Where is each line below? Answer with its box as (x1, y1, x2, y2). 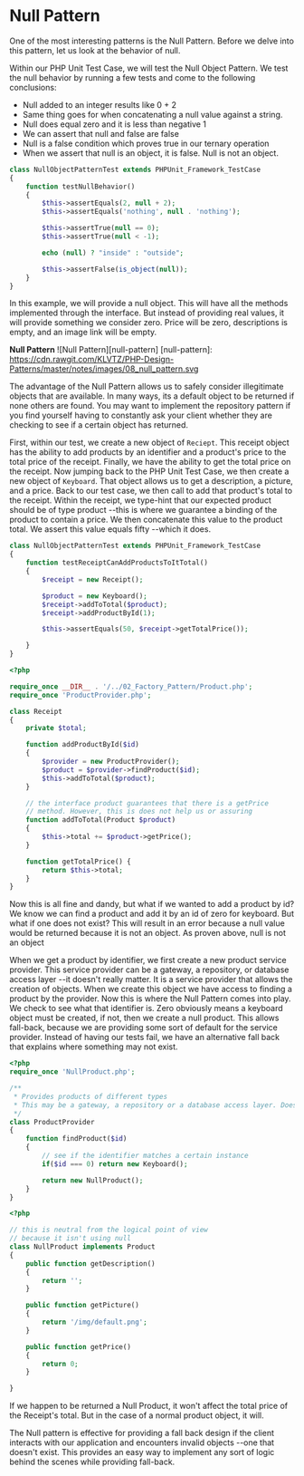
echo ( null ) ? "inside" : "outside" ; (42, 248, 184, 257)
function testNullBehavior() (25, 182, 136, 191)
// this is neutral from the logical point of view (9, 1225, 208, 1235)
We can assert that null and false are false (22, 128, 179, 139)
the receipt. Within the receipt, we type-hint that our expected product (9, 495, 271, 506)
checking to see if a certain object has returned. (9, 420, 188, 430)
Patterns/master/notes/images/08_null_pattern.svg (9, 363, 199, 374)
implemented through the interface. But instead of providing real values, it (9, 307, 285, 318)
